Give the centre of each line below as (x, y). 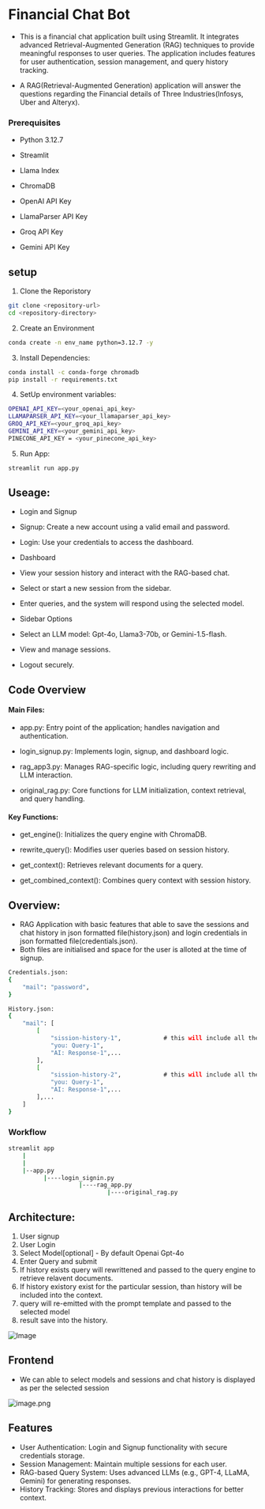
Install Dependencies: (55, 357)
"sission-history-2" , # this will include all (147, 1075)
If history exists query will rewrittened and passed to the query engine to (138, 1269)
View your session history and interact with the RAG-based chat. (125, 573)
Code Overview (47, 690)
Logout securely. (47, 665)
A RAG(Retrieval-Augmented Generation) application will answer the (130, 85)
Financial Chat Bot (69, 15)
